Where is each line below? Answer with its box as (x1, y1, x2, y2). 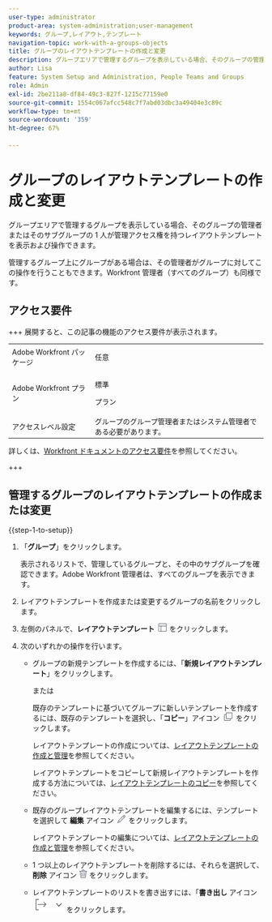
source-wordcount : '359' (8, 116, 92, 124)
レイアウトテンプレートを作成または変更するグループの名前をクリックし (19, 597, 261, 607)
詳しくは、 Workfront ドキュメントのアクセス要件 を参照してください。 (8, 446, 242, 456)
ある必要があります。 (94, 427, 166, 436)
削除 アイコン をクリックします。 (32, 870, 153, 880)
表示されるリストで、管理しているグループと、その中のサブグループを (19, 560, 253, 569)
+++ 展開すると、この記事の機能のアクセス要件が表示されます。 (8, 327, 223, 337)
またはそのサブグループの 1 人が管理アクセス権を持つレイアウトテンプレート (8, 229, 263, 239)
